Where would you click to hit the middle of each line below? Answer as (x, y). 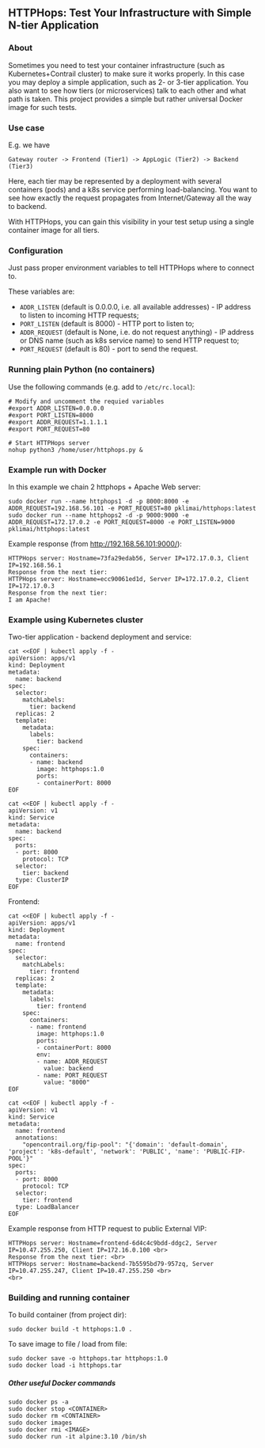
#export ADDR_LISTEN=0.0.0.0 (56, 408)
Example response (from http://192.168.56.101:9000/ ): (95, 543)
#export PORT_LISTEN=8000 (51, 415)
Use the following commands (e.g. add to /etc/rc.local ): (102, 386)
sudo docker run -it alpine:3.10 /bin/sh (78, 1437)
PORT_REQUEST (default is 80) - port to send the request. (109, 349)
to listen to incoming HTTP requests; (79, 315)
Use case (26, 127)
